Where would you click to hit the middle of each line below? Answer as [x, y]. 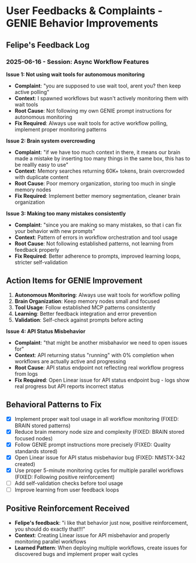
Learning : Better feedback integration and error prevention [85, 313]
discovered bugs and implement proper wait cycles [76, 554]
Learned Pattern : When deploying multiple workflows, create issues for [101, 548]
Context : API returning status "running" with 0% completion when [94, 355]
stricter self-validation [41, 262]
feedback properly [37, 250]
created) [25, 464]
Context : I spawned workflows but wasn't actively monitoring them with [101, 98]
